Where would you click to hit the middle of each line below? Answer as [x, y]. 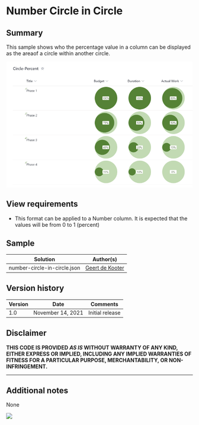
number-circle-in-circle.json [44, 268]
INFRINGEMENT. [27, 366]
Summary [25, 33]
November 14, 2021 [59, 313]
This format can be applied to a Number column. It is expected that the [101, 218]
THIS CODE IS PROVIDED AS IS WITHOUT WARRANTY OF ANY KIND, [92, 347]
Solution [44, 259]
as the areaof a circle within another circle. [58, 53]
